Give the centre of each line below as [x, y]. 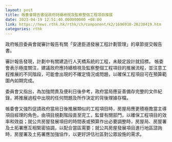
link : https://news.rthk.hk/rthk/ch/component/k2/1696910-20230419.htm [83, 24]
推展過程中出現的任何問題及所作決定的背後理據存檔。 [75, 98]
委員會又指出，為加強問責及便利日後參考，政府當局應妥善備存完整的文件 [81, 91]
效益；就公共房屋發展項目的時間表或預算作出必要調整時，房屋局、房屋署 [90, 122]
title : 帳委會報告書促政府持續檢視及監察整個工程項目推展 [59, 15]
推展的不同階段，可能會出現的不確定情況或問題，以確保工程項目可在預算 [86, 74]
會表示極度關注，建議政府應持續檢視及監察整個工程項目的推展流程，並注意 [84, 68]
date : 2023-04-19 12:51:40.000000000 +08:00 [53, 19]
